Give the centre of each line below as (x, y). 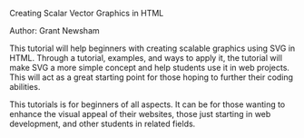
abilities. (25, 87)
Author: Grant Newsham (54, 30)
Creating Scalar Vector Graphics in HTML (87, 13)
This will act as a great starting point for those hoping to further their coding (151, 77)
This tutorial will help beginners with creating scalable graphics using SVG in (152, 48)
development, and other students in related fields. (103, 123)
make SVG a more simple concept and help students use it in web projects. (150, 68)
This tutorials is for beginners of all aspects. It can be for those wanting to (147, 104)
